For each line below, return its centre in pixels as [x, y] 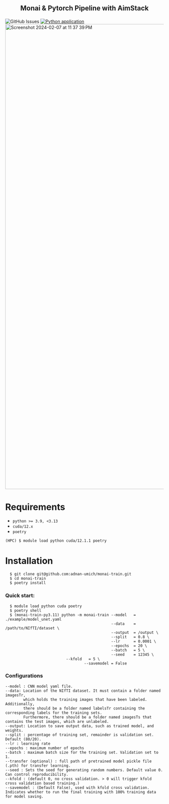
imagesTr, [16, 695]
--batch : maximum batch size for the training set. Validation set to [82, 752]
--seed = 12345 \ [133, 654]
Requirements [35, 507]
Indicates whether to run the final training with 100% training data [81, 792]
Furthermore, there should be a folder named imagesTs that [88, 717]
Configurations [24, 676]
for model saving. [24, 796]
